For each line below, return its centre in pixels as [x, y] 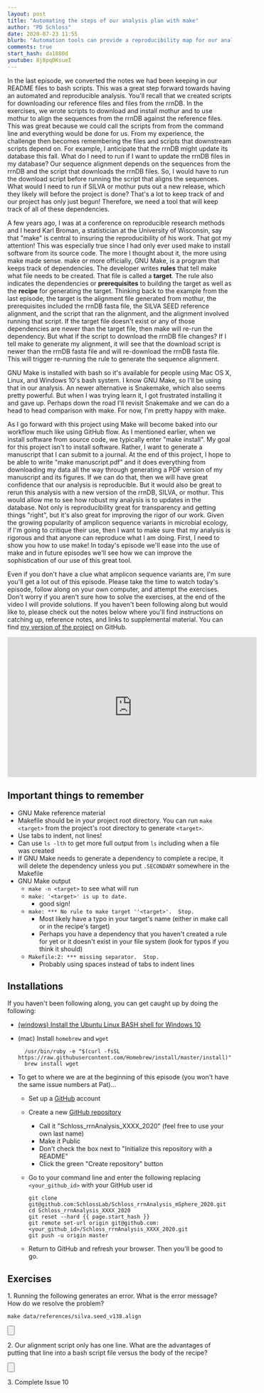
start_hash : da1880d [38, 54]
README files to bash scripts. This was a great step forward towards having [119, 88]
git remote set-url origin [68, 1223]
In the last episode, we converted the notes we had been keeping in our [112, 80]
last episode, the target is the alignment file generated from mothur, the [112, 298]
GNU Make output [44, 881]
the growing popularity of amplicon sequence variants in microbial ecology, [118, 522]
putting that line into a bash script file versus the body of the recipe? [107, 1353]
